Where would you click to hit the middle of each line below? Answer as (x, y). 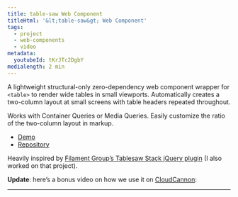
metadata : (22, 54)
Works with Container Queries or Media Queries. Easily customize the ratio (116, 116)
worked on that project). (42, 165)
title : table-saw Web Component (55, 14)
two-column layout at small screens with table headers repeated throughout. (119, 102)
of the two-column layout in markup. (61, 123)
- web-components (39, 40)
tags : (15, 27)
